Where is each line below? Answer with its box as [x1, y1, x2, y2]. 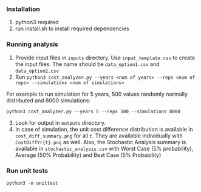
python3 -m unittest [6, 180, 59, 186]
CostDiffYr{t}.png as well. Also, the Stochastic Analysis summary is [15, 138, 186, 145]
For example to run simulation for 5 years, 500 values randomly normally [6, 90, 188, 98]
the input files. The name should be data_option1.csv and [15, 60, 160, 68]
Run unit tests [6, 166, 49, 174]
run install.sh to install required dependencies [15, 25, 129, 32]
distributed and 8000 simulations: [6, 96, 91, 104]
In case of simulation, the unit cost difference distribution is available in [15, 125, 193, 133]
